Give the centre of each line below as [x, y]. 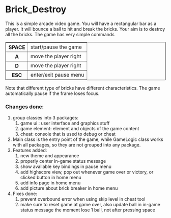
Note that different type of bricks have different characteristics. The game [83, 88]
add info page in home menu [50, 183]
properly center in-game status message [63, 161]
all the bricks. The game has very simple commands [60, 34]
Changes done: [25, 107]
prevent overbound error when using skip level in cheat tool [83, 199]
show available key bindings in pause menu [66, 166]
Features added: [30, 150]
